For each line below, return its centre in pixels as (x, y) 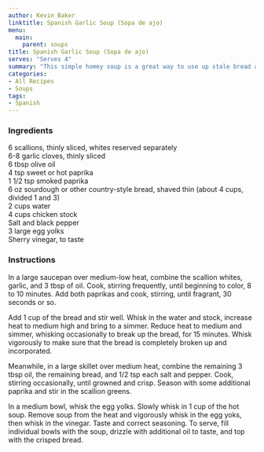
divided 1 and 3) (34, 198)
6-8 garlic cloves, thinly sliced (57, 156)
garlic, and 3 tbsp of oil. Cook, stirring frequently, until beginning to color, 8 (130, 285)
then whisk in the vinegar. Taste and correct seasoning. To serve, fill (119, 423)
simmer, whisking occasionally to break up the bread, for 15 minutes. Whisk (130, 334)
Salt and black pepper (44, 223)
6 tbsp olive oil (32, 164)
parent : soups (45, 45)
